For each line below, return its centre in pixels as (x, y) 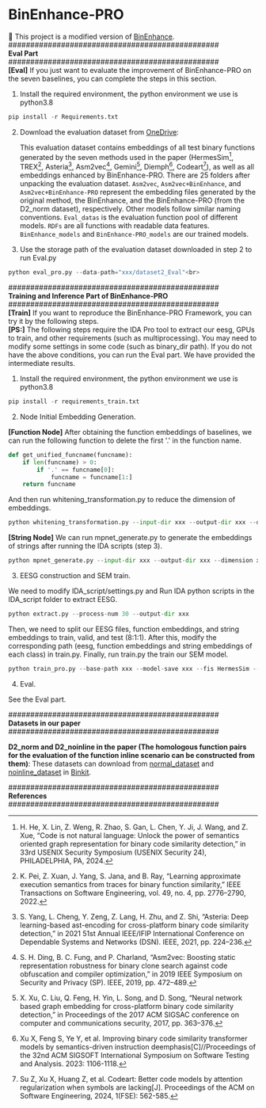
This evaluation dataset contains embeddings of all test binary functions (137, 147)
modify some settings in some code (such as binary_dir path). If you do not (130, 346)
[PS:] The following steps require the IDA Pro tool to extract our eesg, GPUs (131, 329)
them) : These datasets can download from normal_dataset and (111, 763)
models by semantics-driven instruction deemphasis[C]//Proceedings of (137, 1046)
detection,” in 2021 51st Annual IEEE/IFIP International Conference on (132, 933)
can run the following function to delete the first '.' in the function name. (125, 440)
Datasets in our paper (45, 723)
